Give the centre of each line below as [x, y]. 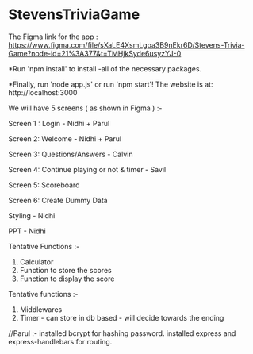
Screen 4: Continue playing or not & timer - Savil [87, 169]
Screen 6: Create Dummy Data [58, 200]
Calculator [36, 262]
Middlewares [41, 309]
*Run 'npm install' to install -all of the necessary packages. [105, 68]
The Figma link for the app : [53, 37]
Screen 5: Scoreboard [44, 185]
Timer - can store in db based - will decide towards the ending [122, 317]
